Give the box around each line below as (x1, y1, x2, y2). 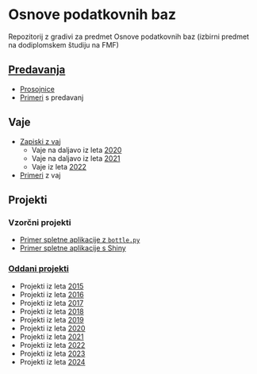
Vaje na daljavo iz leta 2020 (31, 145, 122, 155)
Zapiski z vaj (19, 136, 61, 146)
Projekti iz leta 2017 (19, 298, 84, 307)
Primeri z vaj (19, 170, 61, 180)
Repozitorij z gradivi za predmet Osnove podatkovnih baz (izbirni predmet (8, 32, 250, 41)
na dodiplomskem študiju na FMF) (8, 40, 119, 49)
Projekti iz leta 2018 (19, 307, 85, 316)
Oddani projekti (8, 263, 69, 274)
